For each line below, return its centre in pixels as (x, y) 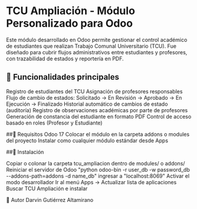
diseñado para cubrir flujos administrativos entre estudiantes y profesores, (97, 52)
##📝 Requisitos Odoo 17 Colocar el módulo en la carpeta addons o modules (98, 134)
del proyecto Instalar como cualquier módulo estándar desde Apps (87, 141)
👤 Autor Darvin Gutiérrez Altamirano (50, 200)
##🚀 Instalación (25, 152)
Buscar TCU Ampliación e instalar (47, 188)
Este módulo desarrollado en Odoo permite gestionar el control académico (97, 40)
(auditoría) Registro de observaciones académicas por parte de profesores (97, 110)
